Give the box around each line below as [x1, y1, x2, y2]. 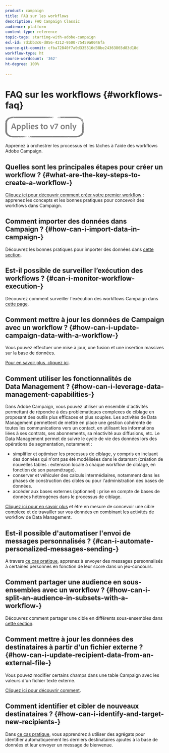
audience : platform [5, 24, 46, 29]
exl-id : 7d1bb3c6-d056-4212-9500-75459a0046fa [5, 40, 105, 45]
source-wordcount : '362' [5, 56, 58, 61]
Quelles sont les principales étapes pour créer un [5, 163, 163, 171]
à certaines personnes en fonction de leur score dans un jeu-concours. [5, 563, 153, 570]
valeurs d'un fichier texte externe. [5, 677, 76, 683]
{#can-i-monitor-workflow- [46, 274, 135, 283]
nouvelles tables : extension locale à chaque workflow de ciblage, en [12, 462, 156, 468]
